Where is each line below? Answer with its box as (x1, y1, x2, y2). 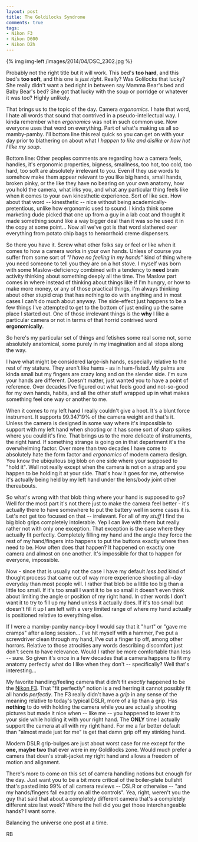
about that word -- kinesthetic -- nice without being (6, 198, 131, 205)
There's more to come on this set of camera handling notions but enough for (6, 770, 192, 777)
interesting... (6, 667, 37, 674)
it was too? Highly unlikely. (6, 94, 71, 101)
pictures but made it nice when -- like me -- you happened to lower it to (6, 709, 180, 716)
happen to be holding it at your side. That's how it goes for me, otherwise (6, 469, 184, 476)
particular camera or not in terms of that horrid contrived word (6, 316, 158, 323)
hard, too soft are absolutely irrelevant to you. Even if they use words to (6, 167, 180, 174)
